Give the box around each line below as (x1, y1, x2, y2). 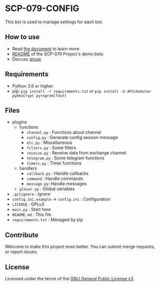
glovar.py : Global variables (19, 186, 75, 192)
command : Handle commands (26, 176, 83, 181)
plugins (12, 119, 27, 125)
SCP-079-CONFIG (5, 3, 80, 14)
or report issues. (5, 249, 38, 255)
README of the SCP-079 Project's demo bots (12, 51, 103, 57)
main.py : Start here (12, 207, 51, 212)
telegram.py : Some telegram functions (26, 155, 105, 161)
